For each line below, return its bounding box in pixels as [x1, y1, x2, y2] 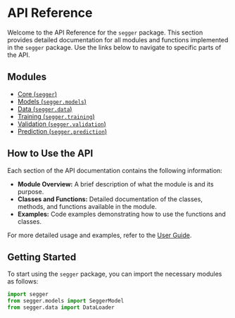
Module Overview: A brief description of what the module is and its [17, 179, 214, 188]
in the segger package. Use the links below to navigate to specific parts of [7, 43, 222, 51]
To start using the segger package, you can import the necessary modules [7, 269, 222, 279]
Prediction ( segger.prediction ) [17, 127, 108, 135]
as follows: [7, 277, 39, 286]
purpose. [17, 187, 44, 196]
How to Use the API [7, 148, 94, 160]
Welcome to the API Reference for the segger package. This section [7, 28, 203, 37]
